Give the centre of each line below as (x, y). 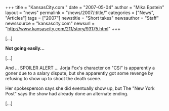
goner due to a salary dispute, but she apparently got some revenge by (79, 73)
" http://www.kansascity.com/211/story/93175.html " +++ (63, 29)
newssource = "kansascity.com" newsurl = (50, 23)
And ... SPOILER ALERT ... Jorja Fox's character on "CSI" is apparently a (80, 68)
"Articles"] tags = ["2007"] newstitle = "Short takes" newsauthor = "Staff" (82, 18)
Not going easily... (25, 48)
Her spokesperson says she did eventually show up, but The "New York (80, 88)
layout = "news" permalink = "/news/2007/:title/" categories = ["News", (80, 13)
